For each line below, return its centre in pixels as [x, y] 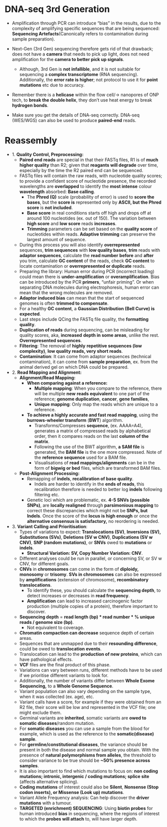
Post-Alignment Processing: [49, 473]
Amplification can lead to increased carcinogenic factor [85, 601]
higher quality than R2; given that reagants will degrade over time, [89, 165]
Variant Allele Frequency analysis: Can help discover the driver [84, 797]
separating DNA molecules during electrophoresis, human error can [89, 287]
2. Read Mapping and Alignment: [47, 372]
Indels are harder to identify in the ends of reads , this [89, 484]
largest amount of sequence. [56, 239]
